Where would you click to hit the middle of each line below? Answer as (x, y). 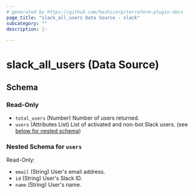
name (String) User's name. (48, 185)
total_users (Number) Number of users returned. (77, 118)
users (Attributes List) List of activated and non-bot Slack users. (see (102, 124)
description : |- (27, 29)
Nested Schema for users (44, 146)
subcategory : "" (27, 23)
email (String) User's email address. (60, 172)
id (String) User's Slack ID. (49, 178)
